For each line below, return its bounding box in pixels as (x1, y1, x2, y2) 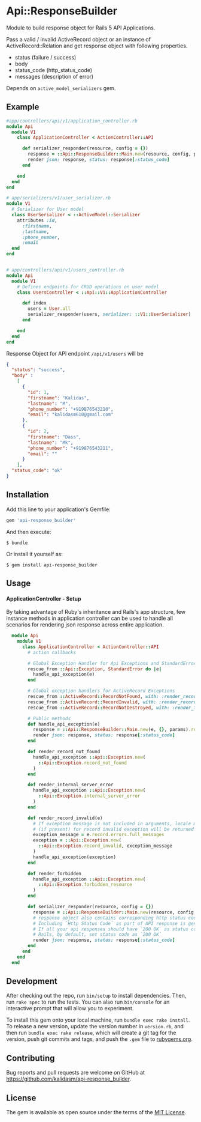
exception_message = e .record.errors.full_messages (32, 832, 165, 838)
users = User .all (28, 306, 71, 312)
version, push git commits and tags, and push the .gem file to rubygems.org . (6, 1036, 193, 1043)
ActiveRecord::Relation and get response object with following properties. (6, 42, 188, 49)
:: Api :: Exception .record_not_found (38, 760, 127, 766)
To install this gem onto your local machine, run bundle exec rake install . (6, 1016, 190, 1023)
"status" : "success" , (11, 367, 66, 373)
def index (22, 300, 47, 306)
